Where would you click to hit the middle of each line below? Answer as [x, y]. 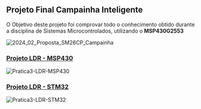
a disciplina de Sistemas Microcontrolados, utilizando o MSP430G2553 [95, 31]
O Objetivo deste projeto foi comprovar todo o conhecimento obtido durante [100, 24]
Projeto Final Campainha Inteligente [75, 10]
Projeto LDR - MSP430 [40, 58]
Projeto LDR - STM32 [38, 87]
